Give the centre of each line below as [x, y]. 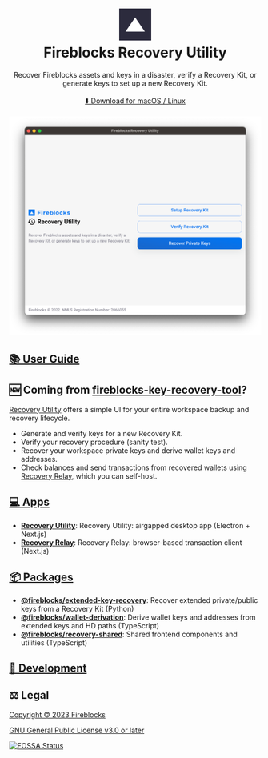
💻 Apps [30, 502]
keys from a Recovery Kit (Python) [77, 609]
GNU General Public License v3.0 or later [77, 730]
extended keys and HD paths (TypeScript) [90, 626]
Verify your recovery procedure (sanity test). [94, 442]
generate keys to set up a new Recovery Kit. [135, 83]
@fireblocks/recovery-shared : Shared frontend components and [129, 634]
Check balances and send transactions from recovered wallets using [134, 467]
